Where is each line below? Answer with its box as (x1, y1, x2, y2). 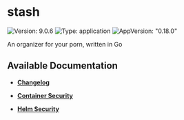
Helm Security (17, 104, 60, 113)
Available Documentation (7, 60, 119, 72)
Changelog (17, 78, 50, 86)
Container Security (17, 91, 74, 99)
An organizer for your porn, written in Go (7, 40, 123, 48)
